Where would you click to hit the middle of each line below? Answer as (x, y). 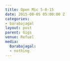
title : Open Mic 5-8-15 (30, 10)
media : (12, 42)
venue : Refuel (20, 37)
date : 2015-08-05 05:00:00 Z (35, 14)
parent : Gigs (18, 32)
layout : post (18, 28)
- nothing (19, 51)
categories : (17, 19)
